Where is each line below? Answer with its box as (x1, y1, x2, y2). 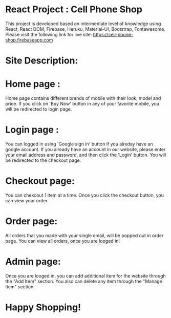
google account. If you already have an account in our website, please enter (5, 146, 166, 152)
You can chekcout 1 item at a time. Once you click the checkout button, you (5, 192, 164, 198)
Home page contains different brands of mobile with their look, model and (5, 95, 161, 101)
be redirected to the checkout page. (5, 157, 81, 163)
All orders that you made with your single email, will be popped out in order (5, 232, 164, 239)
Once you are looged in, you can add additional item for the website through (5, 272, 166, 279)
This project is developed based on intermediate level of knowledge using (5, 20, 161, 27)
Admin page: (5, 256, 61, 267)
